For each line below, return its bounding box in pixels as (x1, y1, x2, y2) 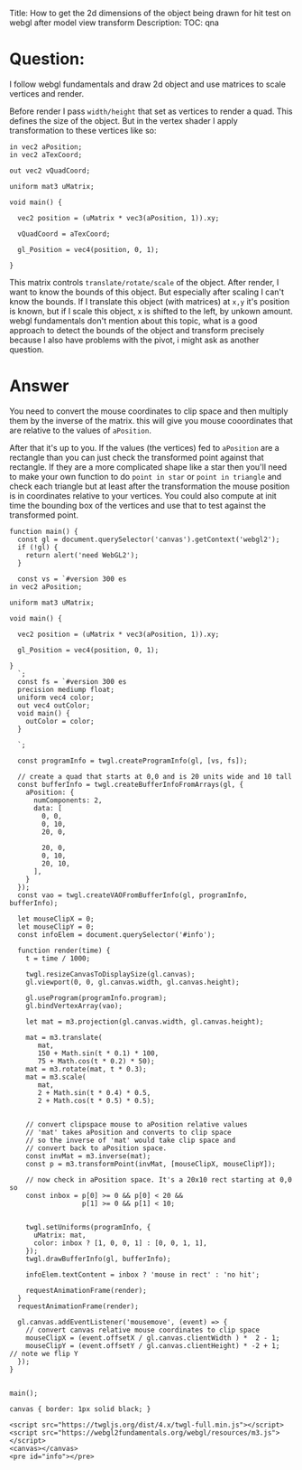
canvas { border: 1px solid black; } (9, 1404, 151, 1413)
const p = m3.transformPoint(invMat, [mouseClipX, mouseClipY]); (25, 1159, 277, 1168)
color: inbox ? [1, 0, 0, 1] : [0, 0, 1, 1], (32, 1238, 207, 1248)
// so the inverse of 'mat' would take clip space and (25, 1136, 236, 1145)
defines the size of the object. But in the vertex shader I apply (9, 115, 239, 126)
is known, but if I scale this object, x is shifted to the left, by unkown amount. (9, 305, 293, 316)
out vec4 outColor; (17, 700, 91, 710)
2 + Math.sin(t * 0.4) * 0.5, (37, 1088, 151, 1097)
